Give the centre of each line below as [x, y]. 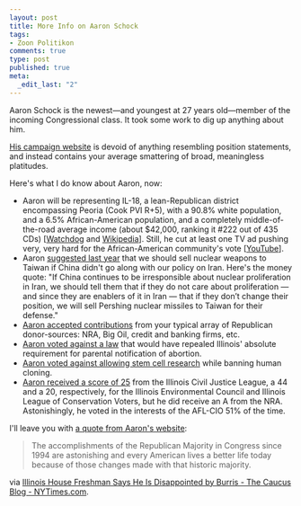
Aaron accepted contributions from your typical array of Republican [147, 324]
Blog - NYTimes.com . [49, 492]
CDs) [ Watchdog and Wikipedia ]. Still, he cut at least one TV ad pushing [155, 238]
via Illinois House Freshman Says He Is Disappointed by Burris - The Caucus [150, 482]
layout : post [34, 18]
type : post [30, 59]
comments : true [38, 51]
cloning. [37, 372]
